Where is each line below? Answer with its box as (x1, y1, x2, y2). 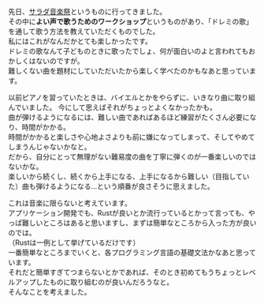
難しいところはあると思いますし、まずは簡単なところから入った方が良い (21, 218, 257, 227)
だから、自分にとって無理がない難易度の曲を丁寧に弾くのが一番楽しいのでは (8, 152, 256, 161)
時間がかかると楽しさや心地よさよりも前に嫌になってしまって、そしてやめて (8, 133, 255, 141)
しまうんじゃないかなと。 (8, 142, 91, 152)
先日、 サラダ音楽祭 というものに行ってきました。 (8, 7, 167, 16)
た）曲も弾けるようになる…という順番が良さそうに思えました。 (8, 182, 215, 191)
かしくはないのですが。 (8, 56, 84, 66)
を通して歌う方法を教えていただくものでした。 (8, 27, 160, 36)
